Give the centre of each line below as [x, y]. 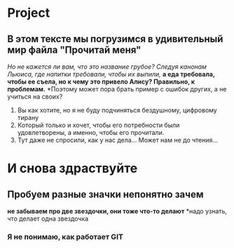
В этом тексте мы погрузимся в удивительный [115, 39]
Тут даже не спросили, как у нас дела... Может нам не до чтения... [118, 140]
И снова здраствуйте [73, 168]
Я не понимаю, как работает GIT [66, 237]
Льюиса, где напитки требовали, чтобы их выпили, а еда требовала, [111, 74]
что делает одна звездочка [48, 218]
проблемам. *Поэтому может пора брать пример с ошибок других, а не [117, 89]
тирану [28, 118]
